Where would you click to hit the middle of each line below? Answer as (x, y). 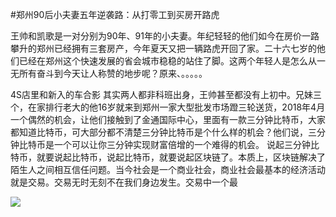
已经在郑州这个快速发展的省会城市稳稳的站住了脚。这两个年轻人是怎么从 (167, 61)
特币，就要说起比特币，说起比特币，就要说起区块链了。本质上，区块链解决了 (168, 157)
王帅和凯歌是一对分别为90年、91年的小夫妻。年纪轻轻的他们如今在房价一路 (165, 36)
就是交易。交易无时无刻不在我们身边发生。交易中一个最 (124, 182)
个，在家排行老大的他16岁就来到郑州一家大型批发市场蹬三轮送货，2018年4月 (168, 107)
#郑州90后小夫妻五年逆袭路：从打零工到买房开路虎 (115, 14)
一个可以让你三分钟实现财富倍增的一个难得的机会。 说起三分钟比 (186, 144)
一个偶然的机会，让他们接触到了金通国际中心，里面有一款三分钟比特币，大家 (168, 119)
